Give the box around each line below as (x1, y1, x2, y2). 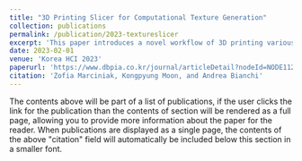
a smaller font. (9, 143, 63, 154)
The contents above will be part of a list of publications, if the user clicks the (9, 96, 292, 106)
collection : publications (9, 21, 106, 30)
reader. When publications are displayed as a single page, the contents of (9, 124, 282, 135)
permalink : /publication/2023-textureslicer (9, 30, 179, 38)
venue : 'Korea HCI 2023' (9, 55, 102, 64)
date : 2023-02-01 (9, 47, 75, 55)
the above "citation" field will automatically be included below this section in (9, 133, 291, 144)
